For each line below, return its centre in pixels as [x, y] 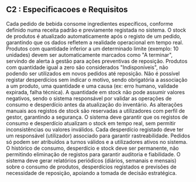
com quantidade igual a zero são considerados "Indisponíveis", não [87, 67]
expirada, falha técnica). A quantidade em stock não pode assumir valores [96, 92]
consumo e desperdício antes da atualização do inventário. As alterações [94, 104]
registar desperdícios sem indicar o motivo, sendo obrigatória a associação [97, 80]
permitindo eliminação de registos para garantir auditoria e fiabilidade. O [93, 154]
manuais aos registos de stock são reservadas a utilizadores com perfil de [96, 111]
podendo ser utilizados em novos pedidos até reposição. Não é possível [93, 73]
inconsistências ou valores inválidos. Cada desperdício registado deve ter [95, 129]
